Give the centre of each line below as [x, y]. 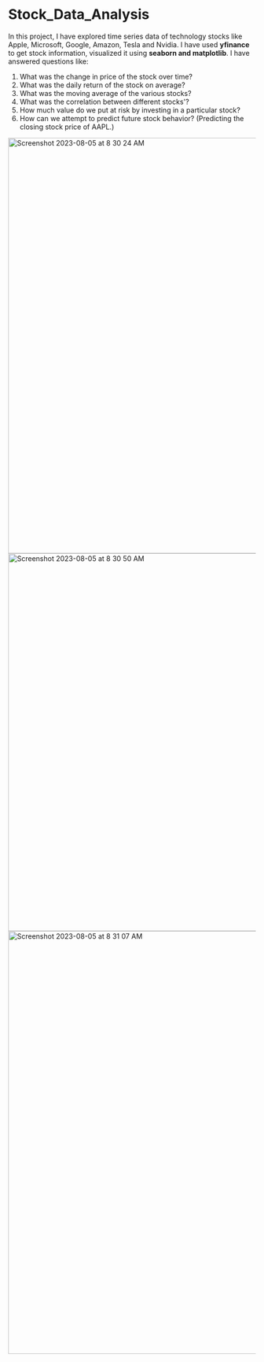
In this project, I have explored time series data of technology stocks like [125, 36]
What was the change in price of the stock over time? [106, 76]
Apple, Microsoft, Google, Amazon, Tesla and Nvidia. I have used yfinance [129, 44]
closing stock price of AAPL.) [67, 127]
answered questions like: [48, 61]
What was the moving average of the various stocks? [105, 93]
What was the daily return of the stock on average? [103, 85]
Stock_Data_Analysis [79, 15]
